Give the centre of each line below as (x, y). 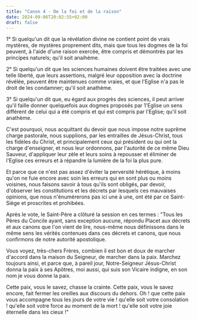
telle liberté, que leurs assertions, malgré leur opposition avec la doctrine (94, 75)
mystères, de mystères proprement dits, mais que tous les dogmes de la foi (97, 45)
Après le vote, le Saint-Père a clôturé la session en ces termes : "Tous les (94, 214)
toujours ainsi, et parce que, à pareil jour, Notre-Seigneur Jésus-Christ (91, 263)
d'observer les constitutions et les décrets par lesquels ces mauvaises (91, 191)
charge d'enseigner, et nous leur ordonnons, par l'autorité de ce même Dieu (98, 148)
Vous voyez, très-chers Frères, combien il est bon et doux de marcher (91, 251)
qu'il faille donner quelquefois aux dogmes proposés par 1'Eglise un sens (94, 106)
